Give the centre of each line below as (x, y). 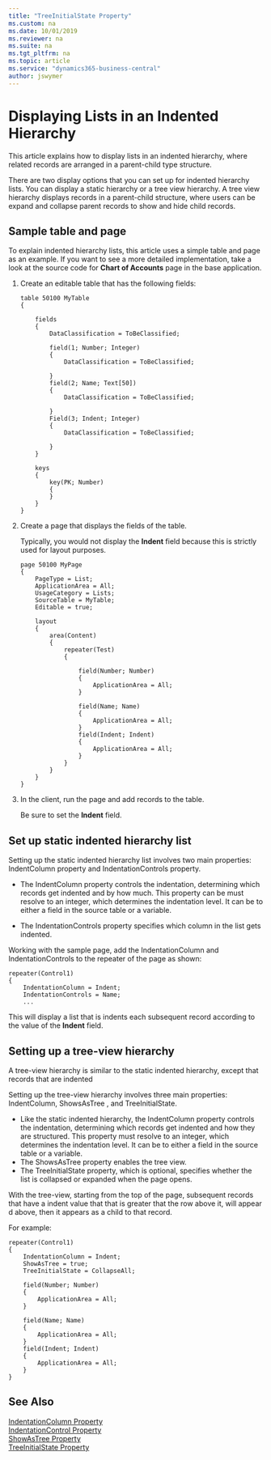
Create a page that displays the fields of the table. (104, 526)
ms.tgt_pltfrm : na (39, 53)
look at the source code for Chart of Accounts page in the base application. (135, 268)
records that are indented (51, 1079)
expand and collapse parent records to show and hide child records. (122, 206)
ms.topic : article (39, 62)
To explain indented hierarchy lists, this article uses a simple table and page (134, 251)
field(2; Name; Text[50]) (93, 384)
